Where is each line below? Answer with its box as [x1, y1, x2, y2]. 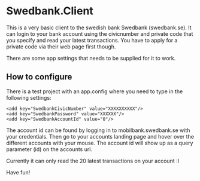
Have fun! [6, 168, 31, 176]
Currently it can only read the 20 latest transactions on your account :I [6, 157, 180, 164]
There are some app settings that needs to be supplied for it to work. [6, 54, 176, 62]
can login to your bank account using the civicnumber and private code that [6, 30, 193, 37]
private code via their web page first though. [6, 43, 116, 50]
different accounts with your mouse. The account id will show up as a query [6, 139, 193, 146]
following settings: [6, 94, 52, 101]
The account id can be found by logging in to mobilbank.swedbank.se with [6, 127, 190, 134]
